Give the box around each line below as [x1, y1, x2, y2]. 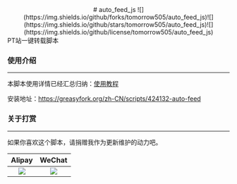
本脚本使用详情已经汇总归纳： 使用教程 [7, 80, 119, 88]
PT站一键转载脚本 [7, 37, 59, 44]
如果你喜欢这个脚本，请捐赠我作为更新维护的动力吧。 [7, 137, 162, 146]
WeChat [39, 155, 68, 165]
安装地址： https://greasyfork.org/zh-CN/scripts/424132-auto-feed [7, 94, 201, 103]
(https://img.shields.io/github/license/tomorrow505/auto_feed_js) [23, 28, 214, 36]
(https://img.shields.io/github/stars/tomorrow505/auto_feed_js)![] [23, 20, 214, 29]
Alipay [11, 155, 33, 165]
